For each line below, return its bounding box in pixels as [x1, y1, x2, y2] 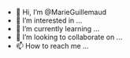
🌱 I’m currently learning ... [15, 24, 100, 33]
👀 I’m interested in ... [15, 16, 83, 25]
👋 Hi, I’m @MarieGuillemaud [15, 8, 107, 16]
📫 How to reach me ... [15, 42, 89, 50]
